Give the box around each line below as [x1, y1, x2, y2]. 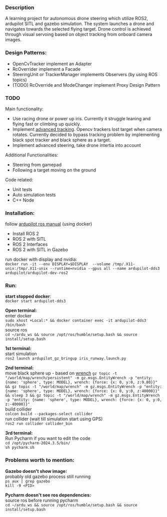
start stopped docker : [5, 293, 51, 299]
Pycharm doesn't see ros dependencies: [5, 492, 91, 498]
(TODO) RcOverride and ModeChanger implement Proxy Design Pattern [12, 82, 160, 88]
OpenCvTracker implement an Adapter [12, 61, 92, 67]
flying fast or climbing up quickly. [12, 121, 81, 127]
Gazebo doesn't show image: [5, 468, 67, 474]
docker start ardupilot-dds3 [5, 299, 66, 304]
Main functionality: [5, 106, 43, 112]
